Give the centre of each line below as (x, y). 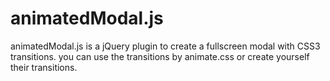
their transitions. (44, 67)
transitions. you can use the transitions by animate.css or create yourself (160, 56)
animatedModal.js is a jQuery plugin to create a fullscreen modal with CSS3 (165, 46)
